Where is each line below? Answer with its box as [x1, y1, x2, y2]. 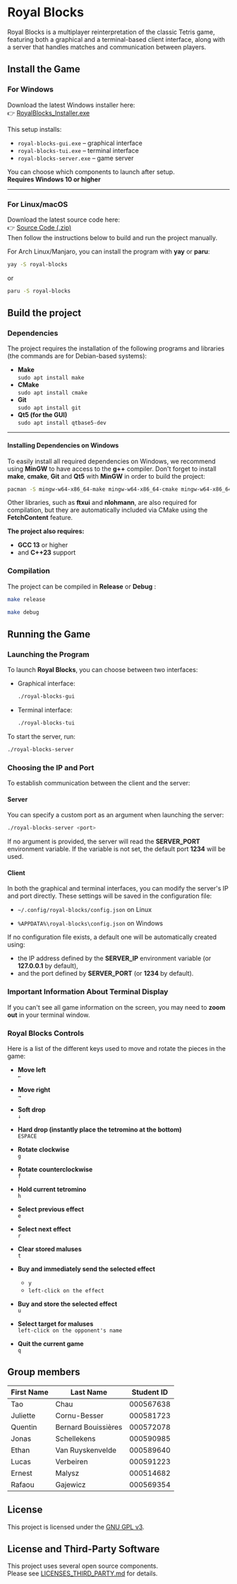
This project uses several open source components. [7, 1562, 159, 1571]
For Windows [7, 84, 54, 94]
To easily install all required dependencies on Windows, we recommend [7, 457, 217, 465]
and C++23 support [17, 548, 76, 557]
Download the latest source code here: [7, 215, 120, 224]
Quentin [11, 1422, 37, 1432]
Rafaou [11, 1479, 35, 1489]
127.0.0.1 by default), [17, 962, 79, 970]
